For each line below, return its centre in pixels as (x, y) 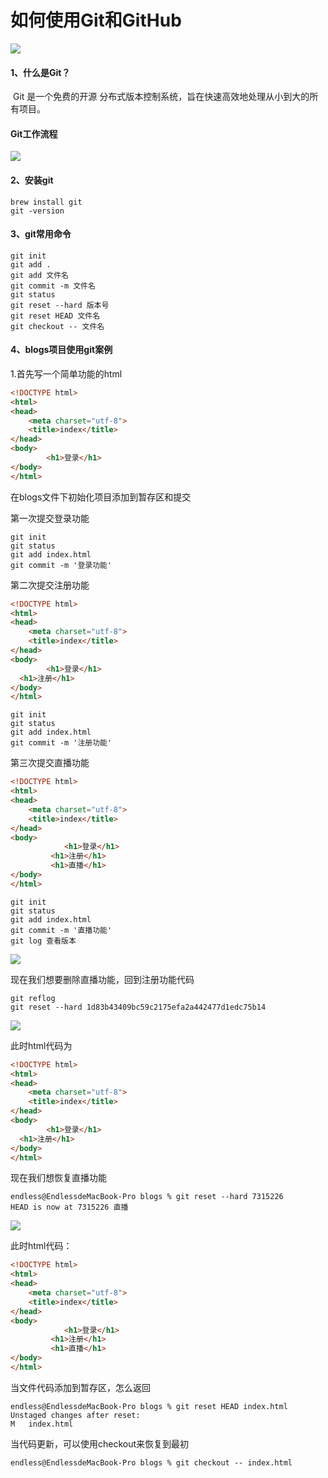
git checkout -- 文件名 (57, 326)
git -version (37, 211)
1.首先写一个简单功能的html (66, 373)
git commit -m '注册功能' (61, 743)
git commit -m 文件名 (53, 286)
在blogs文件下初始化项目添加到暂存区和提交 (101, 497)
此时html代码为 (41, 1045)
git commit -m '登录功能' (61, 565)
